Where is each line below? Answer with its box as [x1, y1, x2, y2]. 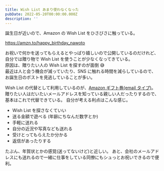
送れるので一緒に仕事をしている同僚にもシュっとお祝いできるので [22, 154, 155, 160]
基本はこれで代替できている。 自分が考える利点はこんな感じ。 [5, 97, 131, 103]
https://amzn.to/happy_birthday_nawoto [5, 40, 85, 46]
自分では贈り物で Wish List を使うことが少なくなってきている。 [5, 56, 133, 62]
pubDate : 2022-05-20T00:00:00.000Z [5, 12, 78, 17]
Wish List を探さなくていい [12, 107, 67, 113]
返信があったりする [12, 138, 51, 144]
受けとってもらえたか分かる [12, 132, 68, 138]
